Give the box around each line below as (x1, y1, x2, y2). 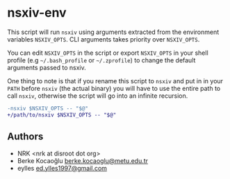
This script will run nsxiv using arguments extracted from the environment (7, 28, 220, 36)
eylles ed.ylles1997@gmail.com (17, 164, 108, 172)
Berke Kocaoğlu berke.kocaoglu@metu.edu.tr (17, 156, 148, 164)
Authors (7, 130, 44, 143)
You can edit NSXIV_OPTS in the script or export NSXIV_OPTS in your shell (7, 49, 208, 57)
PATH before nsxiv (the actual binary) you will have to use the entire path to (7, 84, 221, 92)
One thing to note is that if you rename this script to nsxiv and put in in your (7, 76, 224, 85)
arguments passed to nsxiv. (7, 63, 87, 71)
